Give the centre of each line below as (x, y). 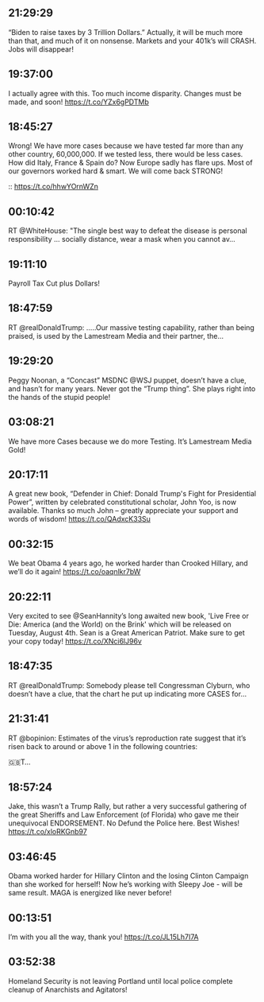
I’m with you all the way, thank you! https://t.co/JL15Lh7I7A (103, 937)
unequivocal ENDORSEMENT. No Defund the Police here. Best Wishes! (124, 823)
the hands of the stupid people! (59, 397)
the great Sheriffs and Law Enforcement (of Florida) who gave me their (124, 815)
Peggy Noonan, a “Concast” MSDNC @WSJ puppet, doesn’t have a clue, (128, 380)
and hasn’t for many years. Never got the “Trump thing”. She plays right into (132, 388)
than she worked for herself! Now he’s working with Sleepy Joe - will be (126, 884)
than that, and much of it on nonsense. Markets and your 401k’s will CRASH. (132, 41)
